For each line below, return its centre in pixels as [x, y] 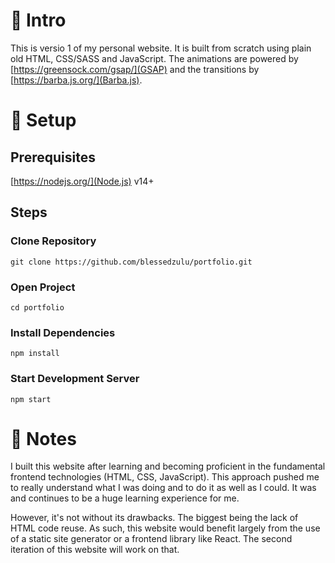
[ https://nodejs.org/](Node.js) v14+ [82, 181]
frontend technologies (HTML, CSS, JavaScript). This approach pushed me [165, 477]
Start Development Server [75, 379]
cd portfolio [37, 307]
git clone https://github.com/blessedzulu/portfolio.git [131, 262]
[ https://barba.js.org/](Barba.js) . [76, 80]
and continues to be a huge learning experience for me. [125, 498]
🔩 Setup [43, 120]
